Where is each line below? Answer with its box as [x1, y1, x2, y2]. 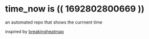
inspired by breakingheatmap [5, 28, 64, 34]
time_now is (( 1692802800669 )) [5, 3, 145, 14]
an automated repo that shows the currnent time [5, 19, 103, 25]
